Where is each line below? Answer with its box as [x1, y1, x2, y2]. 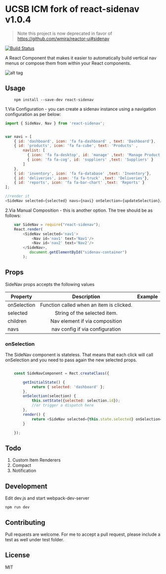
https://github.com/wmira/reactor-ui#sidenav [17, 36, 110, 42]
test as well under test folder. [5, 536, 64, 542]
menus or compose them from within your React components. [5, 60, 131, 66]
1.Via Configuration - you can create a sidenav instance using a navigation [5, 106, 157, 112]
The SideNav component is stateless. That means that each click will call [5, 351, 153, 357]
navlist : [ [23, 148, 45, 153]
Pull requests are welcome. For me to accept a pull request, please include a [5, 531, 161, 537]
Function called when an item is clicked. [40, 301, 132, 308]
